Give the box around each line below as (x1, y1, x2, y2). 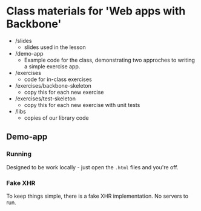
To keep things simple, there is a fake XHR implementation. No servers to (6, 192, 189, 200)
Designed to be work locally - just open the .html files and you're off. (6, 163, 179, 170)
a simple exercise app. (24, 62, 81, 70)
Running (6, 150, 32, 158)
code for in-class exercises (24, 76, 92, 83)
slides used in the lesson (24, 44, 86, 51)
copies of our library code (24, 114, 89, 122)
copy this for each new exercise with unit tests (24, 101, 140, 108)
